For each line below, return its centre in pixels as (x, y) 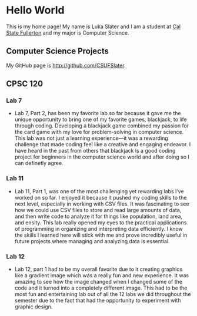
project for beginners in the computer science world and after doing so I (102, 157)
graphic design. (34, 307)
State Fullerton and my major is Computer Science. (68, 32)
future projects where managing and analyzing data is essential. (92, 241)
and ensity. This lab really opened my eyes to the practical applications (101, 222)
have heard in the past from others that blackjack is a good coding (95, 151)
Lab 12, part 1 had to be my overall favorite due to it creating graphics (98, 269)
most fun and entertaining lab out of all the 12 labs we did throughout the (103, 294)
